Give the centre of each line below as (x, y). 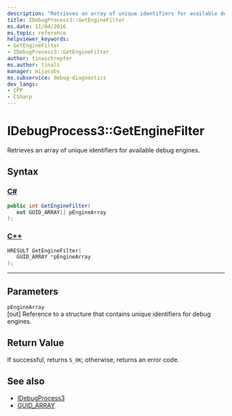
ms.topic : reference (37, 33)
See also (26, 381)
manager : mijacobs (33, 71)
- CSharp (20, 97)
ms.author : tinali (33, 65)
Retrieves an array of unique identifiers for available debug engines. (104, 150)
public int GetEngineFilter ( (49, 206)
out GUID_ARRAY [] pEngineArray (61, 212)
